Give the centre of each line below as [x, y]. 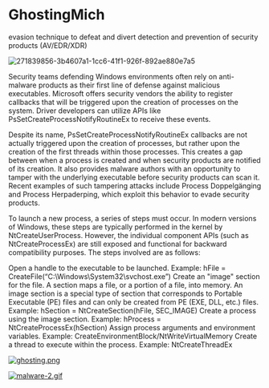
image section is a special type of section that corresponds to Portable [125, 293]
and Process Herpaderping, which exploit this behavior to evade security [129, 194]
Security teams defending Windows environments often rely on [113, 76]
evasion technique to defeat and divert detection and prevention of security [133, 37]
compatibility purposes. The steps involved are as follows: [104, 252]
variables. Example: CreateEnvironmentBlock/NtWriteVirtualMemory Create [133, 336]
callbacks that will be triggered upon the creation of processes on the [124, 102]
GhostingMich [57, 15]
